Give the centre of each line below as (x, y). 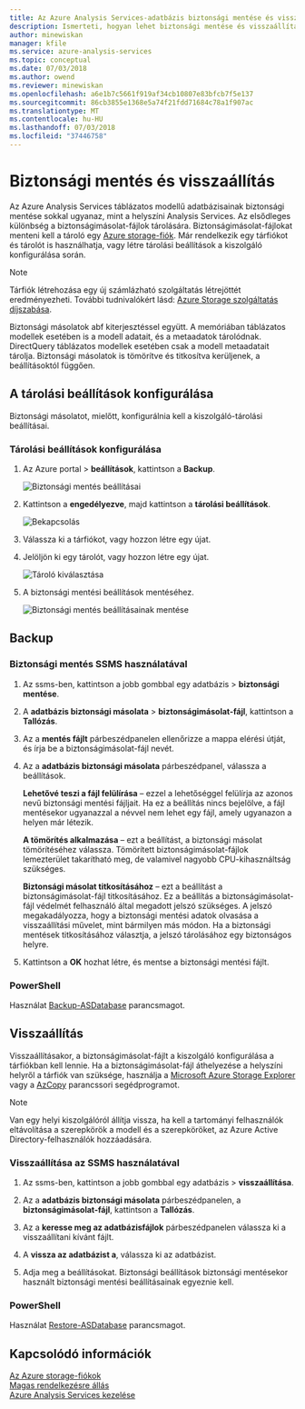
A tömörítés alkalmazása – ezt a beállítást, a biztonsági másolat (143, 839)
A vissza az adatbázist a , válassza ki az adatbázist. (119, 1254)
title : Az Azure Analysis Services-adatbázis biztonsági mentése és (142, 18)
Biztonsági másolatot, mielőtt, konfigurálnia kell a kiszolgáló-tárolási (136, 415)
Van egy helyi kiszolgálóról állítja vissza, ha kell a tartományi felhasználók (147, 1120)
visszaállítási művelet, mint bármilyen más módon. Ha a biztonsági (147, 924)
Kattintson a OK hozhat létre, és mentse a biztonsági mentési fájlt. (146, 962)
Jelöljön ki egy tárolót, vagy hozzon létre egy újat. (116, 556)
